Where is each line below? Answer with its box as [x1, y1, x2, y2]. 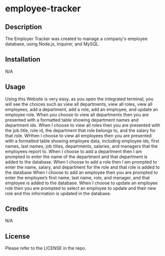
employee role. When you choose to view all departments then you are [5, 112, 149, 118]
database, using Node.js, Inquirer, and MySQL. [5, 41, 100, 47]
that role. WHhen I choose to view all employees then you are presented [5, 132, 152, 138]
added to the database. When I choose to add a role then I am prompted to [5, 159, 157, 165]
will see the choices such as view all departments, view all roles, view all [5, 101, 153, 107]
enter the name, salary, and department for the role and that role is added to [5, 164, 160, 170]
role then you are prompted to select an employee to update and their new [5, 185, 157, 191]
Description [5, 23, 42, 31]
